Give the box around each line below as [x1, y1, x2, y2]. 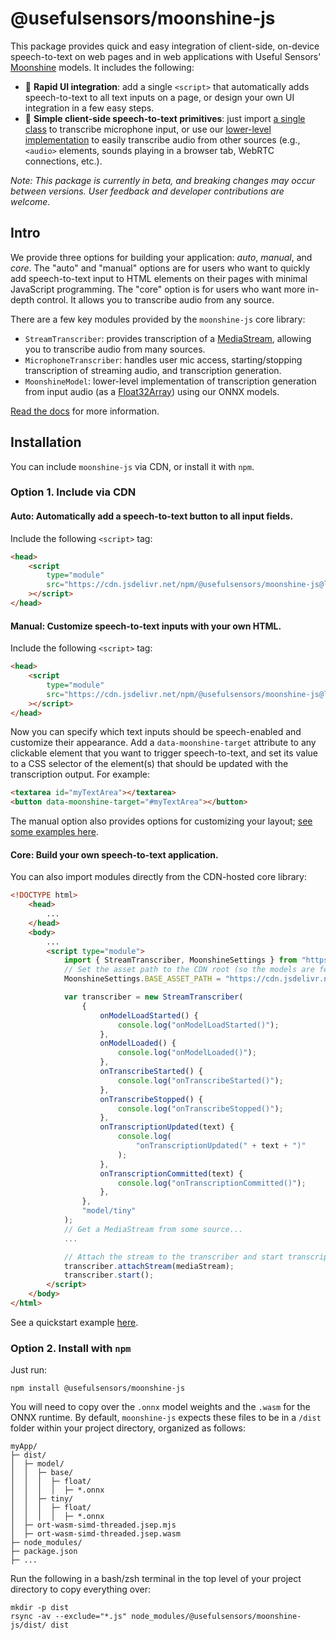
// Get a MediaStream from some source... [63, 1224, 244, 1234]
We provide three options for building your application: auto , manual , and [10, 251, 313, 263]
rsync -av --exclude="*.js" [10, 1612, 128, 1622]
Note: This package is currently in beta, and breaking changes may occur [10, 174, 316, 186]
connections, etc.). [24, 155, 103, 167]
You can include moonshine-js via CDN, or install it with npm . [10, 460, 255, 472]
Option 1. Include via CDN [10, 485, 137, 499]
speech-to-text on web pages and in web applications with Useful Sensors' [10, 50, 322, 62]
